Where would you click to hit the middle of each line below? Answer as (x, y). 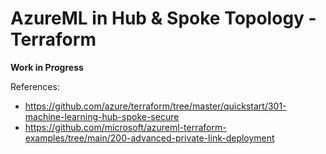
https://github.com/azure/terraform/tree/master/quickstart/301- (155, 106)
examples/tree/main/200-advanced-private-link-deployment (149, 138)
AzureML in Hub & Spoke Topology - (163, 18)
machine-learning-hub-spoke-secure (102, 116)
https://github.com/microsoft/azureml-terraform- (125, 127)
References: (35, 86)
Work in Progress (47, 67)
